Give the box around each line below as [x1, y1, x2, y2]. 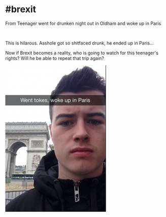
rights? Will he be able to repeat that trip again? [5, 55, 104, 61]
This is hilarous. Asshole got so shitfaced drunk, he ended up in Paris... [5, 40, 154, 46]
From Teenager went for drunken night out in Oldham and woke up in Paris [5, 20, 161, 26]
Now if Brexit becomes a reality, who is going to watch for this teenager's [5, 50, 159, 56]
